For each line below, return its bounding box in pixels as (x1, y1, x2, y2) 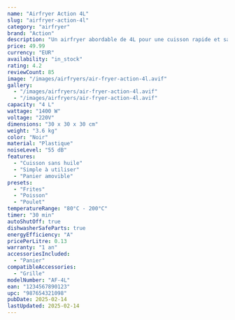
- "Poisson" (13, 192, 49, 199)
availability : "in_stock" (7, 56, 83, 63)
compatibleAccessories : (7, 263, 77, 270)
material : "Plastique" (7, 140, 73, 147)
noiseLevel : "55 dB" (7, 147, 68, 154)
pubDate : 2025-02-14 (7, 296, 68, 303)
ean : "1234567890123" (7, 283, 71, 290)
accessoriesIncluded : (7, 251, 71, 258)
